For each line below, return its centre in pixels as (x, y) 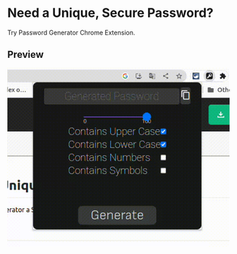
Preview (26, 55)
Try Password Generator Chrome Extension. (71, 32)
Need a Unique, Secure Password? (110, 13)
